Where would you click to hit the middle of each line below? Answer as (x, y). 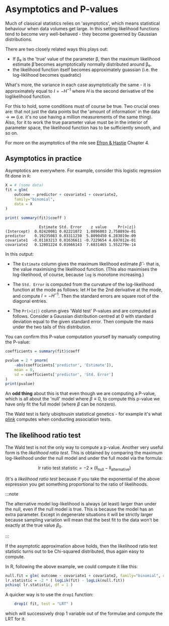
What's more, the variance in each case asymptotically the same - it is (78, 85)
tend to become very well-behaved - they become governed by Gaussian (81, 34)
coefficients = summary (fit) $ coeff (43, 352)
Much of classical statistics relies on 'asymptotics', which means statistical (82, 23)
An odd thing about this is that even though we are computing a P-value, (80, 393)
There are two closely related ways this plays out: (57, 49)
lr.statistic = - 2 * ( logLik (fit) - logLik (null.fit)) (65, 580)
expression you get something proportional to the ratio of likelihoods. (77, 484)
